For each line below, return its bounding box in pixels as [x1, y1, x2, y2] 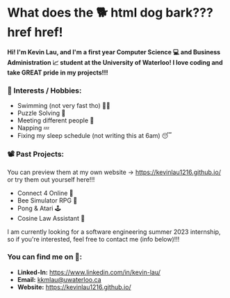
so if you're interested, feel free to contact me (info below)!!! [7, 235, 180, 243]
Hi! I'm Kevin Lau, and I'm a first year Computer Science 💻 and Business [7, 47, 221, 56]
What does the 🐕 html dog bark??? [7, 5, 213, 21]
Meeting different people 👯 [17, 116, 95, 125]
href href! [7, 24, 64, 40]
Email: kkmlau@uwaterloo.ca [17, 275, 101, 283]
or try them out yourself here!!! [7, 175, 95, 184]
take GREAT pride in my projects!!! [7, 68, 109, 77]
